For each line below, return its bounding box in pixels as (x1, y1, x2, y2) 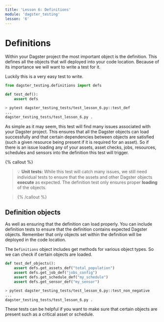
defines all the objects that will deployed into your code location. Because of (5, 59, 159, 65)
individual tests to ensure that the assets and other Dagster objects (17, 174, 153, 180)
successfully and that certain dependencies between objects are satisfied (5, 134, 154, 140)
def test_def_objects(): (5, 261, 56, 266)
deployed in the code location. (5, 237, 67, 243)
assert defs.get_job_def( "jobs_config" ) (14, 270, 97, 275)
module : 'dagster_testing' (5, 12, 60, 17)
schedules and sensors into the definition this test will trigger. (5, 149, 129, 155)
